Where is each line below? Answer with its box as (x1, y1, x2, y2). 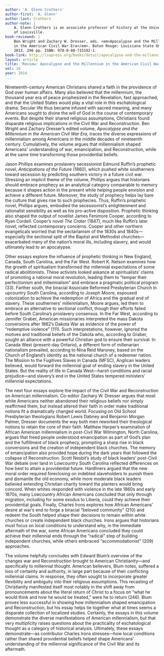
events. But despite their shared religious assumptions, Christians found (5, 115, 150, 121)
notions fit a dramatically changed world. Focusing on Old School (5, 408, 137, 414)
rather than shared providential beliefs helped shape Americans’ (5, 635, 134, 641)
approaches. (5, 543, 31, 549)
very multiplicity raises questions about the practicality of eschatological (5, 620, 151, 626)
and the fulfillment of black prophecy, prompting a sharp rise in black (5, 439, 144, 445)
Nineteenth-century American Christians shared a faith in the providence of (5, 84, 157, 90)
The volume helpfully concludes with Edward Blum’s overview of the (5, 552, 143, 558)
